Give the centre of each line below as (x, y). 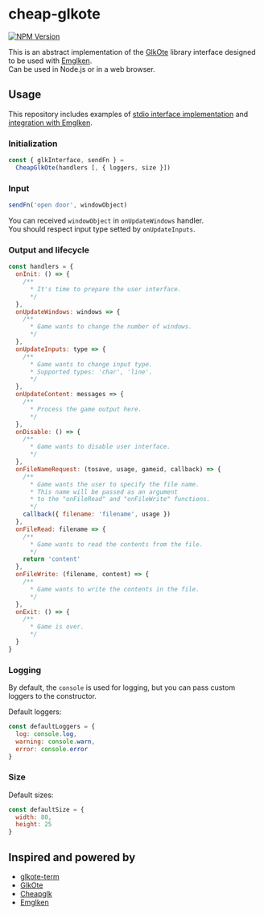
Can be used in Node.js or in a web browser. (82, 69)
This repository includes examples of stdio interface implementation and (128, 114)
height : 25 (34, 825)
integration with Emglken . (50, 123)
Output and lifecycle (49, 249)
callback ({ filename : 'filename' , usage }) (97, 514)
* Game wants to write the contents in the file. (114, 589)
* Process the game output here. (86, 409)
